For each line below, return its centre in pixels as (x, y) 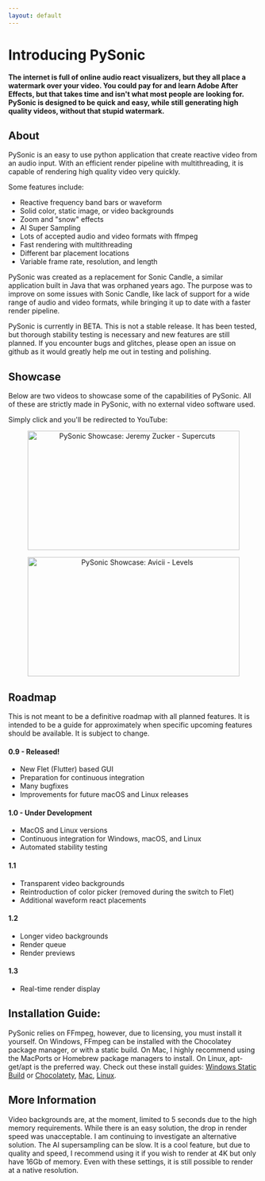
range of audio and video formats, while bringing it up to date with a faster (130, 302)
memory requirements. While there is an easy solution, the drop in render (128, 1128)
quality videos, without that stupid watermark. (86, 111)
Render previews (47, 953)
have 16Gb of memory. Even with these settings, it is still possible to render (131, 1161)
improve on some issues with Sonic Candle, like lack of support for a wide (129, 294)
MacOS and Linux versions (63, 830)
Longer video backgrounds (64, 936)
